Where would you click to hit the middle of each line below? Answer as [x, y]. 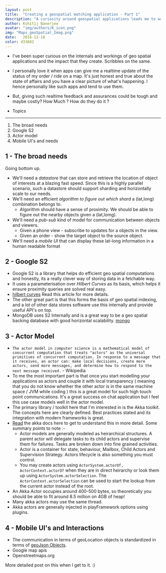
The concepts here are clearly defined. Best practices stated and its [81, 412]
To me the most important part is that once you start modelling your [81, 376]
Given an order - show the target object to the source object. [82, 236]
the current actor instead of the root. [57, 486]
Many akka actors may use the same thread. [57, 502]
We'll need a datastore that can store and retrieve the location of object [85, 178]
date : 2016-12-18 [25, 38]
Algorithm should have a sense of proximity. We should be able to [86, 209]
